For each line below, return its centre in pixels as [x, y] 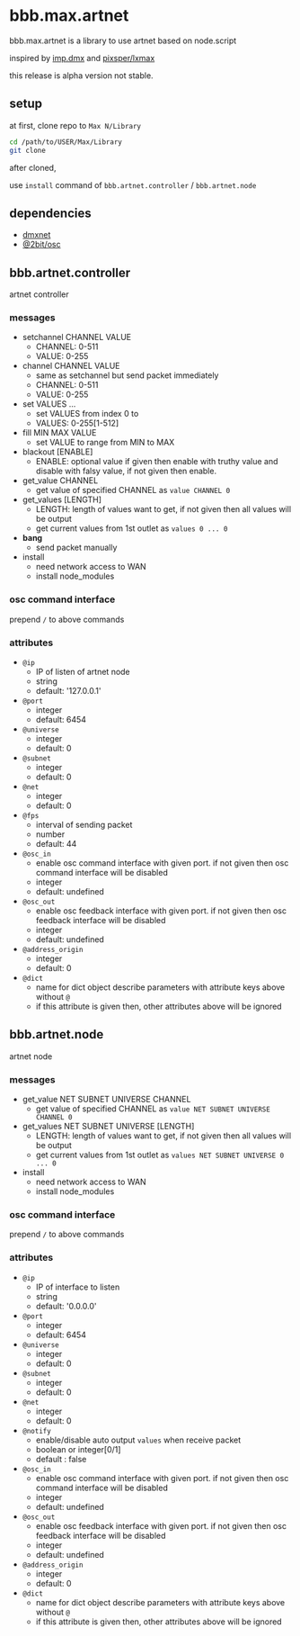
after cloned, [33, 167]
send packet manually [76, 548]
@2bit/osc [41, 245]
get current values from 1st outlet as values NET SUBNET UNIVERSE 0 [160, 1155]
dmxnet [36, 235]
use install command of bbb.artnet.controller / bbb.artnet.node [133, 184]
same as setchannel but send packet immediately [127, 375]
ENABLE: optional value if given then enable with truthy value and [157, 462]
